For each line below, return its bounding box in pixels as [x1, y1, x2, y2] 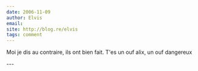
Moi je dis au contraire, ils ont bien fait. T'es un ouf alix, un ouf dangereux [6, 48, 192, 56]
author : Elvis [6, 15, 43, 21]
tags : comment [6, 32, 43, 38]
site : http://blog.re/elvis [6, 26, 78, 32]
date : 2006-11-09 [6, 9, 51, 15]
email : [6, 20, 23, 26]
